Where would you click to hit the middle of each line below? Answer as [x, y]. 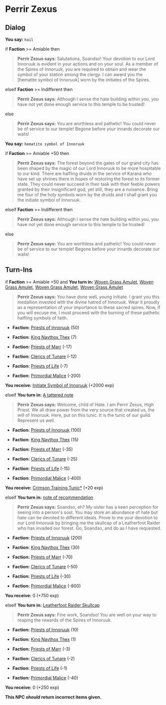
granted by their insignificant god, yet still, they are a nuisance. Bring [87, 189]
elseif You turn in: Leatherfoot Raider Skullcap [53, 605]
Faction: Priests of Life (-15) [41, 469]
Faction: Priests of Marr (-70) [42, 557]
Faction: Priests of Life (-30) [41, 576]
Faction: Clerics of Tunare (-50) [45, 566]
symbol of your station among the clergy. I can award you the [80, 75]
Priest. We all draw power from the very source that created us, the [86, 410]
